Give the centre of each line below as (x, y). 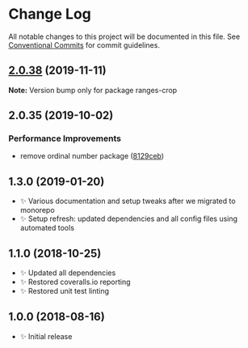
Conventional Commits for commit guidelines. (84, 45)
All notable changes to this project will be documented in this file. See (124, 36)
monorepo (37, 210)
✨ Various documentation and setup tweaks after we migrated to (128, 201)
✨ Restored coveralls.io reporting (75, 282)
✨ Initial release (46, 336)
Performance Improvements (65, 138)
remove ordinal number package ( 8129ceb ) (92, 156)
